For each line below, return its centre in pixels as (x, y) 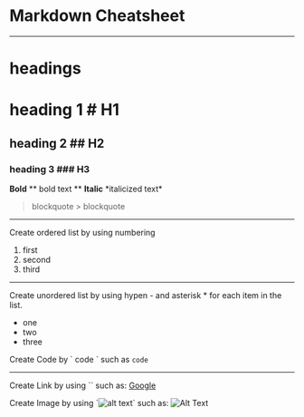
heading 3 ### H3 (50, 169)
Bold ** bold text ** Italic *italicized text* (86, 189)
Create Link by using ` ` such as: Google (83, 385)
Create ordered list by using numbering (82, 233)
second (37, 260)
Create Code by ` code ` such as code (79, 359)
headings (45, 68)
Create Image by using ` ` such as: (89, 403)
